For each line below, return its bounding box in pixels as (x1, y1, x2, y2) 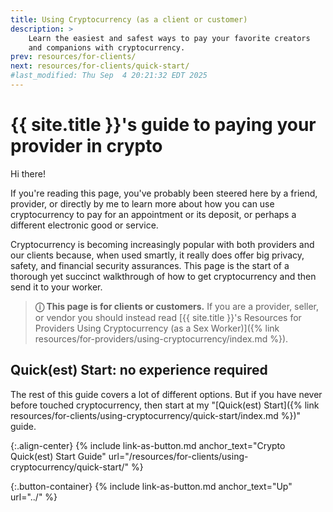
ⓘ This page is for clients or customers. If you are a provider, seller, (34, 300, 320, 312)
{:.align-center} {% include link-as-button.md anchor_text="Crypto (10, 439, 286, 451)
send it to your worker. (10, 281, 103, 293)
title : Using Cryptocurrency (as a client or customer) (10, 14, 248, 25)
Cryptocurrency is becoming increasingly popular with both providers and (10, 238, 315, 250)
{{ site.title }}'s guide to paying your (10, 114, 317, 136)
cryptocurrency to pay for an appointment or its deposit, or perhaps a (10, 208, 297, 220)
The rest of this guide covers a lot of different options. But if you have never (10, 388, 323, 400)
